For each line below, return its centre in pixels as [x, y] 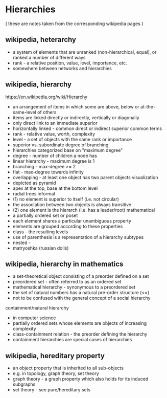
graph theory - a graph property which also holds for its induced [80, 379]
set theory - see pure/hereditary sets [52, 390]
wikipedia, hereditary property [55, 356]
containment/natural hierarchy [37, 308]
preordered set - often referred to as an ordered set [67, 282]
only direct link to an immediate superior [55, 123]
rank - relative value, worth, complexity [54, 134]
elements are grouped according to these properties [68, 226]
